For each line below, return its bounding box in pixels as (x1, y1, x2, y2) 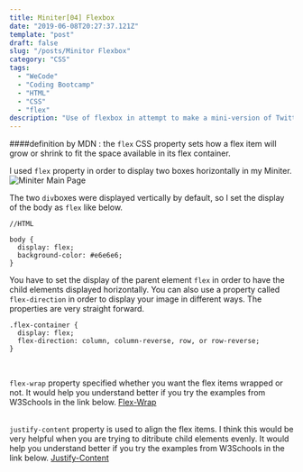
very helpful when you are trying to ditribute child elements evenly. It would (9, 433, 289, 444)
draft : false (9, 38, 59, 48)
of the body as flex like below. (9, 202, 124, 213)
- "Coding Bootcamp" (17, 80, 95, 89)
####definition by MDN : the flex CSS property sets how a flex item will (9, 139, 277, 150)
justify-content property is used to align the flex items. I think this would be (9, 424, 294, 435)
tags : (9, 64, 30, 73)
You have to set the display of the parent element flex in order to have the (9, 275, 286, 286)
